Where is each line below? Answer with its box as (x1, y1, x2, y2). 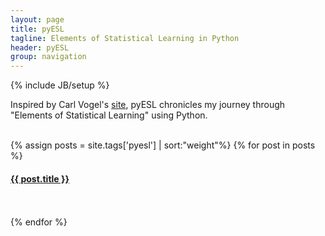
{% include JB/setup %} (10, 79, 110, 91)
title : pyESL (10, 24, 65, 34)
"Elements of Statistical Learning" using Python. (10, 109, 208, 121)
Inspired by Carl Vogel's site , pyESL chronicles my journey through (10, 99, 286, 111)
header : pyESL (10, 42, 70, 53)
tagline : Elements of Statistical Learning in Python (10, 33, 240, 43)
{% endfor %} (10, 216, 68, 228)
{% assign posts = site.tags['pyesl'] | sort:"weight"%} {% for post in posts (10, 139, 316, 151)
